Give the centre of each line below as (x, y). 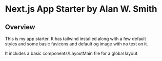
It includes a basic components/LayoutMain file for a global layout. (72, 53)
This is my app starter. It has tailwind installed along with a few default (76, 39)
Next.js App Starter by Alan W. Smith (81, 9)
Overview (20, 27)
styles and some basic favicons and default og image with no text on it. (77, 44)
